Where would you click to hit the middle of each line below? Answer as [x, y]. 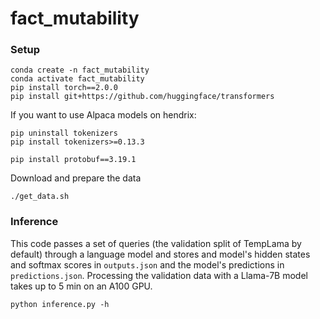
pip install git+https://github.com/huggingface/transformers [142, 97]
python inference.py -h [60, 304]
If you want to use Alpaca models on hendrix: [103, 115]
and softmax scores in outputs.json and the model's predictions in [147, 264]
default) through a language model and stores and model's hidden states [160, 254]
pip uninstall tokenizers [64, 133]
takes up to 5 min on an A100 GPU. [81, 286]
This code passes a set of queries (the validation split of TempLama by [156, 243]
